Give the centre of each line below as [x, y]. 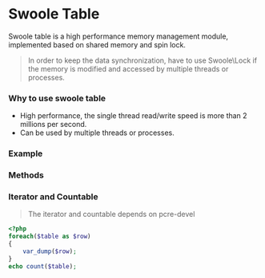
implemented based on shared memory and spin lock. [97, 44]
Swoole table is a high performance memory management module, [118, 36]
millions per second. [53, 125]
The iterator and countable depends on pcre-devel [111, 215]
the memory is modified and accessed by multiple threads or [128, 68]
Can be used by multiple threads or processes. [97, 133]
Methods [26, 175]
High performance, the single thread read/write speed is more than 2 [133, 116]
